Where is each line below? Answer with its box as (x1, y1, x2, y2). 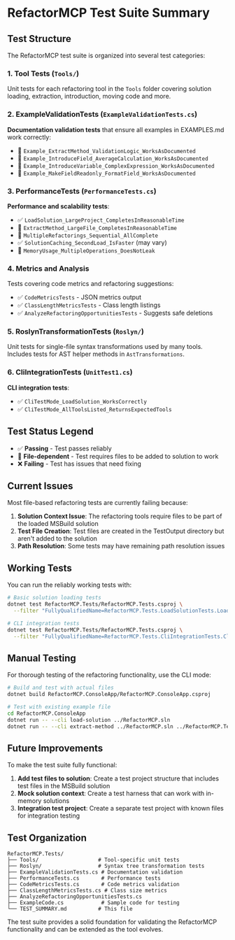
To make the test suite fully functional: (7, 761, 117, 769)
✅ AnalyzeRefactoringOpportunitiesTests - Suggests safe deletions (17, 309, 213, 318)
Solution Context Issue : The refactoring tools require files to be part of (17, 512, 222, 520)
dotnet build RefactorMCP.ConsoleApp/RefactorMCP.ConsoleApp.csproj (7, 691, 211, 698)
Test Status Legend (7, 425, 94, 438)
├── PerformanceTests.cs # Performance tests (7, 875, 161, 882)
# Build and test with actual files (7, 684, 114, 692)
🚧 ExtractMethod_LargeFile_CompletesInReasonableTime (17, 223, 177, 232)
